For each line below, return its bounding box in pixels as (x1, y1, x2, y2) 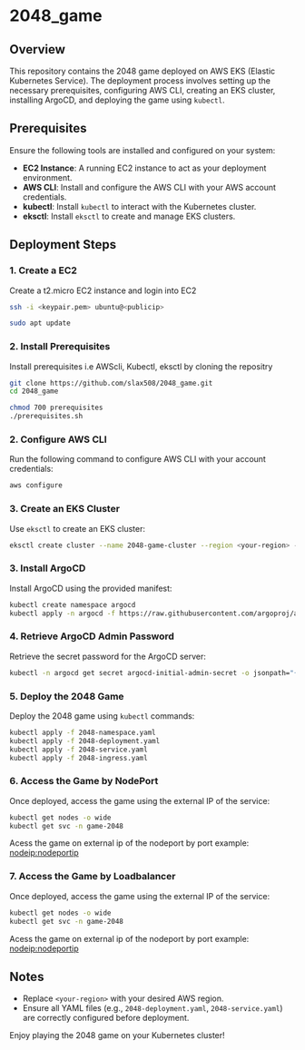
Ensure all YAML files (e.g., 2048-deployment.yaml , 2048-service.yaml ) (22, 1003, 283, 1014)
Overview (9, 42, 66, 57)
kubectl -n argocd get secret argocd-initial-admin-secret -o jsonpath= (9, 668, 290, 677)
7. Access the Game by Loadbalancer (9, 870, 176, 883)
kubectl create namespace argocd (9, 600, 136, 609)
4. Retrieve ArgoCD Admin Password (9, 630, 175, 643)
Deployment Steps (9, 237, 116, 252)
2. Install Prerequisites (9, 340, 111, 353)
